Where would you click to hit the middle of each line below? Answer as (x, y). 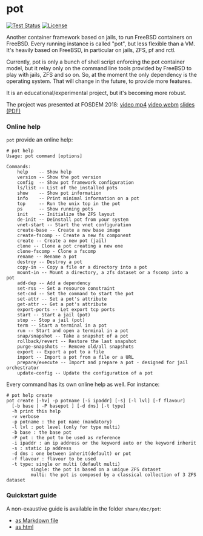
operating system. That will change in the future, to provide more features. (99, 81)
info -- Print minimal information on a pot (78, 198)
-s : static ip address (42, 449)
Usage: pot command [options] (45, 156)
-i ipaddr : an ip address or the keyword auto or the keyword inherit (104, 443)
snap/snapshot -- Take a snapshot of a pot (73, 336)
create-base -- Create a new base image (69, 230)
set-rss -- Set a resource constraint (66, 289)
